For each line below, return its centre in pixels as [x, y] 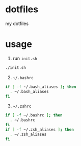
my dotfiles [17, 23]
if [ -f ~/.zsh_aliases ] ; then [39, 130]
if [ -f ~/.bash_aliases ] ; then [41, 87]
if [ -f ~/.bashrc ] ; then [34, 115]
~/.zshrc [22, 106]
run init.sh [25, 58]
